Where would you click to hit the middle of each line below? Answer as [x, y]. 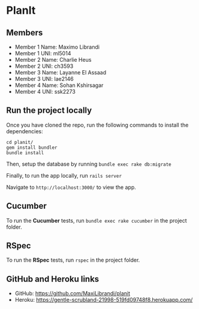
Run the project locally [49, 111]
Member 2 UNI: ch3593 [44, 66]
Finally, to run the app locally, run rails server [64, 175]
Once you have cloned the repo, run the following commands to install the [97, 125]
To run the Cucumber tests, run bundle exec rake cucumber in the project [97, 220]
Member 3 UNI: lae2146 [44, 79]
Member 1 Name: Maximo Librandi [57, 47]
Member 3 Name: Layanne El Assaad [61, 72]
